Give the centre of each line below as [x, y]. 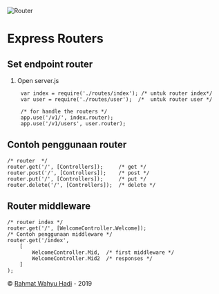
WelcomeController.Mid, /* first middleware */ [103, 252]
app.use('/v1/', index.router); [67, 118]
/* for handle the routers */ [64, 111]
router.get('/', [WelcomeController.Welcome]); [77, 228]
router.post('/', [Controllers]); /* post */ [78, 173]
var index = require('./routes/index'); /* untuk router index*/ [116, 93]
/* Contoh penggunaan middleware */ [60, 234]
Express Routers [55, 39]
